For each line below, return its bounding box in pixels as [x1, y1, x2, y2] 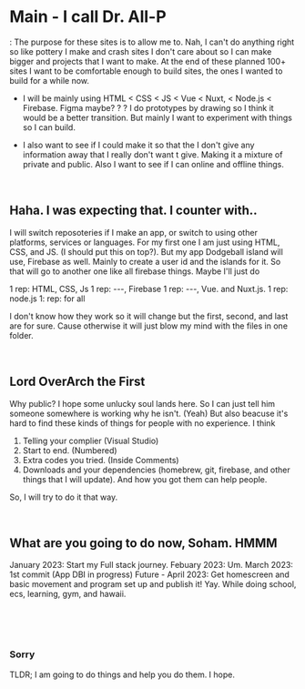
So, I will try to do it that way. [9, 491, 118, 502]
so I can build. [22, 121, 76, 133]
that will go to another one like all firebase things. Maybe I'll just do [9, 266, 260, 277]
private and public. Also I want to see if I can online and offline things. [22, 158, 284, 169]
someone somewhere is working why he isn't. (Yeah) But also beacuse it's [9, 408, 289, 419]
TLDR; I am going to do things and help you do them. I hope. [9, 669, 235, 680]
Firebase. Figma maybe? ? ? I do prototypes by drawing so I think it [22, 102, 275, 113]
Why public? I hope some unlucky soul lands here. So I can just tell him [9, 398, 276, 409]
